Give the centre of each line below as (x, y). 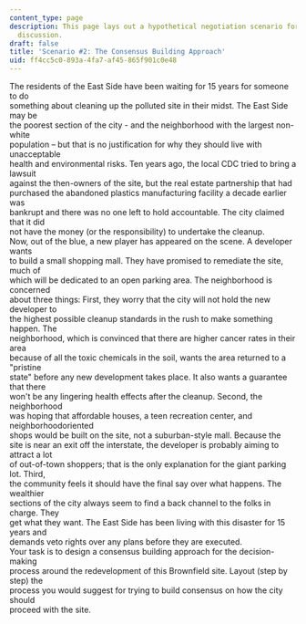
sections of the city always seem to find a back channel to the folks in (140, 503)
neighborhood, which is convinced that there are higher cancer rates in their (153, 338)
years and (28, 532)
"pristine (25, 367)
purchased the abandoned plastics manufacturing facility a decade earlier (148, 193)
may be (24, 115)
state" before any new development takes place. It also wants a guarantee (148, 377)
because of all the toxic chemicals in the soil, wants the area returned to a (148, 358)
